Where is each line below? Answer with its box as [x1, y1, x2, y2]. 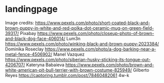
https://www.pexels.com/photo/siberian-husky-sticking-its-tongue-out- [5, 56, 151, 62]
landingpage [5, 3, 58, 15]
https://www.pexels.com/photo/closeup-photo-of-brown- [37, 30, 154, 36]
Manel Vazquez [53, 51, 85, 57]
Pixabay [20, 30, 36, 36]
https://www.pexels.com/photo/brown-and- [66, 62, 154, 68]
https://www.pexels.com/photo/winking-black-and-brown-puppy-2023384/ [5, 41, 159, 46]
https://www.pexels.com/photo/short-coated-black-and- [35, 20, 150, 26]
